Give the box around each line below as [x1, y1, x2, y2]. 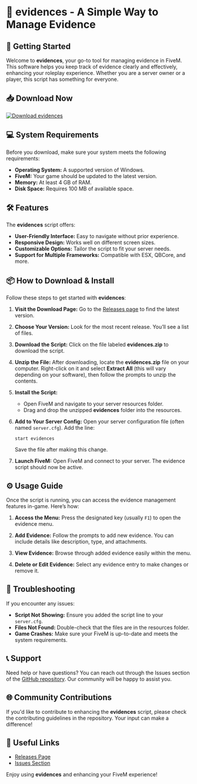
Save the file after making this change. [14, 446, 108, 453]
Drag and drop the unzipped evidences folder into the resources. [23, 407, 182, 414]
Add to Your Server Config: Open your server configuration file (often [14, 418, 185, 425]
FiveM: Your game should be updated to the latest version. [14, 172, 158, 179]
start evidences [14, 436, 55, 442]
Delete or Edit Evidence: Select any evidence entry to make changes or [14, 561, 189, 568]
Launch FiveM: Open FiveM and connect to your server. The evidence [14, 457, 185, 465]
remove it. [14, 567, 39, 574]
